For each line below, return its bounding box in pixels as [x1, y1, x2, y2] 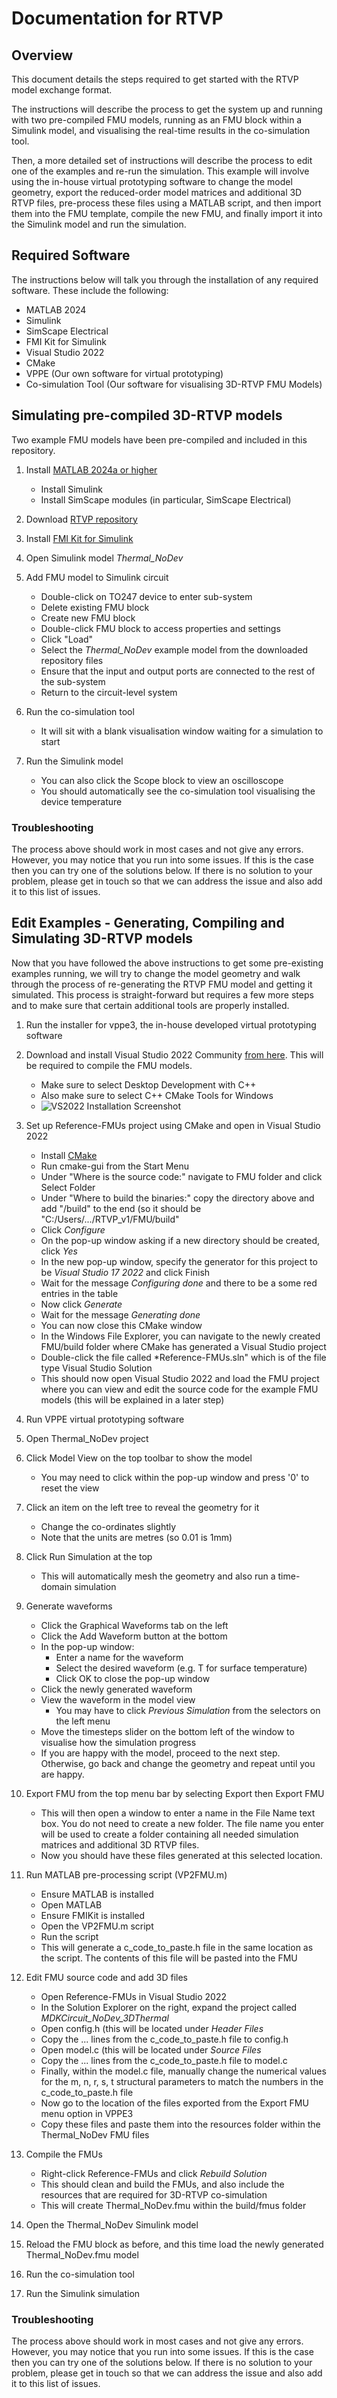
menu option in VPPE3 [40, 2107, 134, 2119]
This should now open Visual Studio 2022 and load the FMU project [40, 1372, 320, 1384]
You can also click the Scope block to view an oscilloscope [40, 774, 284, 786]
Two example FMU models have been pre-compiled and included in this [11, 433, 308, 446]
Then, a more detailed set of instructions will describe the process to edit [11, 155, 313, 166]
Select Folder [40, 1181, 96, 1193]
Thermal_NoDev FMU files [40, 2128, 150, 2141]
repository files [40, 654, 104, 666]
